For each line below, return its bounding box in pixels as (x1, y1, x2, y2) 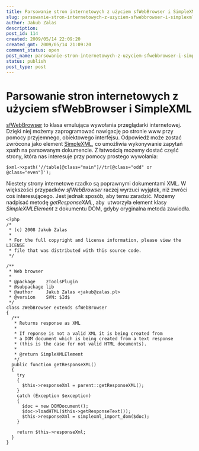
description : (6, 25, 38, 31)
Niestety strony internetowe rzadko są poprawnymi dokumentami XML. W (6, 180, 187, 187)
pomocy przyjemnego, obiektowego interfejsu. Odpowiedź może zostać (6, 134, 182, 141)
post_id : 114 (6, 31, 38, 37)
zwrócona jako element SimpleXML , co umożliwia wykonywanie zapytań (6, 140, 183, 148)
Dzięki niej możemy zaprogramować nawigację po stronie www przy (6, 128, 174, 135)
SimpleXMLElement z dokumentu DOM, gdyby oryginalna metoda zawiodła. (6, 205, 191, 212)
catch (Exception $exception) (17, 393, 92, 399)
